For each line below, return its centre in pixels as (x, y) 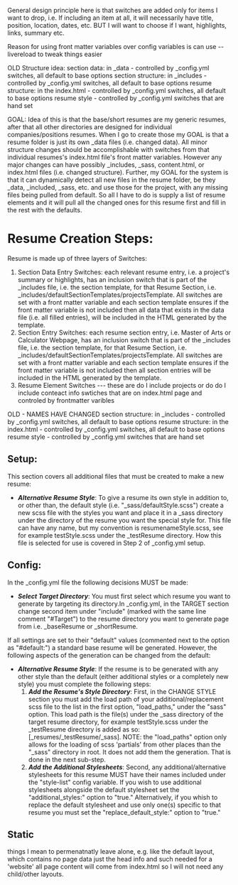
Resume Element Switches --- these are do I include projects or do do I (121, 385)
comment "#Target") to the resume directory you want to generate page (123, 619)
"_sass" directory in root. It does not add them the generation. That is (129, 751)
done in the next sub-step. (67, 759)
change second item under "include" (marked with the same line (112, 611)
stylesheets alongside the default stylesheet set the (104, 789)
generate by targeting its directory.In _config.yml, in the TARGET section (123, 604)
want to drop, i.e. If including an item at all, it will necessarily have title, (110, 18)
